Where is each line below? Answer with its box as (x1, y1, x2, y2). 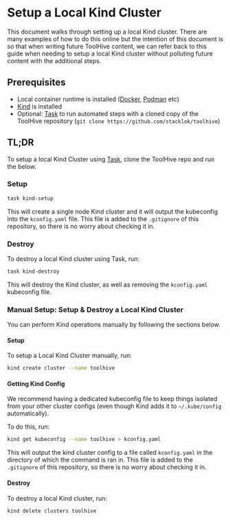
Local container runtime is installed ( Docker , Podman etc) (16, 95, 180, 103)
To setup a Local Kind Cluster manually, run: (7, 352, 132, 360)
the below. (7, 162, 36, 170)
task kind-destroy (7, 268, 60, 275)
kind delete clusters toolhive (7, 507, 97, 515)
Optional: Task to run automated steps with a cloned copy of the (16, 109, 199, 117)
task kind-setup (7, 194, 54, 202)
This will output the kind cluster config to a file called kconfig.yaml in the (7, 449, 213, 457)
